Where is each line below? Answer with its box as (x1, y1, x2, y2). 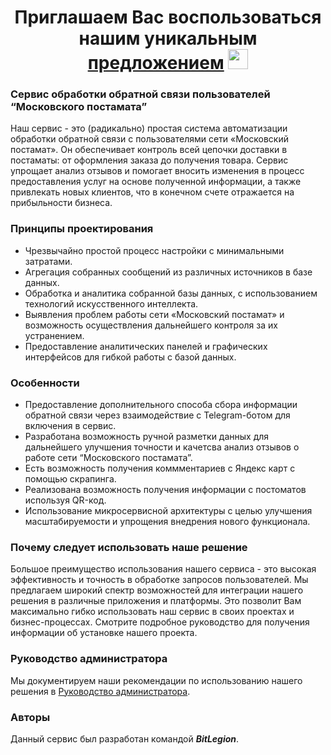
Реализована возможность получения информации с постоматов (24, 484, 307, 496)
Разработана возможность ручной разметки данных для (24, 431, 270, 443)
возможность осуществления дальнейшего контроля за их (24, 319, 278, 331)
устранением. (24, 329, 85, 341)
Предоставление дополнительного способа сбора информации (24, 399, 298, 411)
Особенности (10, 376, 80, 390)
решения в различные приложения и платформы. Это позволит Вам (10, 595, 302, 607)
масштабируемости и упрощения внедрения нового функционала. (24, 516, 311, 528)
